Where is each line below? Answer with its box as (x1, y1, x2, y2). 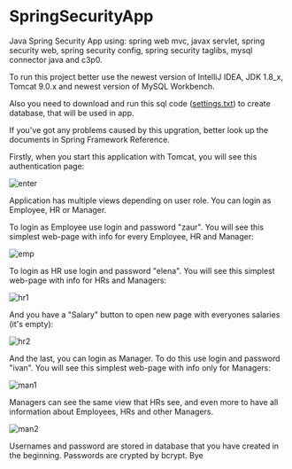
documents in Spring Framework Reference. (9, 134, 170, 145)
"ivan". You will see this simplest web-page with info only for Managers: (9, 362, 272, 373)
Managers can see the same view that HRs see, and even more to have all (9, 396, 279, 407)
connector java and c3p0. (9, 54, 104, 65)
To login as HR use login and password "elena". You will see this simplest (9, 265, 276, 276)
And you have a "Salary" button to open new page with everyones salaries (9, 309, 280, 320)
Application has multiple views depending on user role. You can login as (9, 195, 272, 206)
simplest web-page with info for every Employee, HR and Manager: (9, 231, 254, 241)
